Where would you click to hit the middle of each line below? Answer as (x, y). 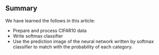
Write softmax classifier (38, 36)
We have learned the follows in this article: (50, 20)
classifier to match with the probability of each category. (73, 47)
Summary (21, 8)
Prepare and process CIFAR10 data (50, 31)
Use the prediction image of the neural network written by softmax (83, 41)
